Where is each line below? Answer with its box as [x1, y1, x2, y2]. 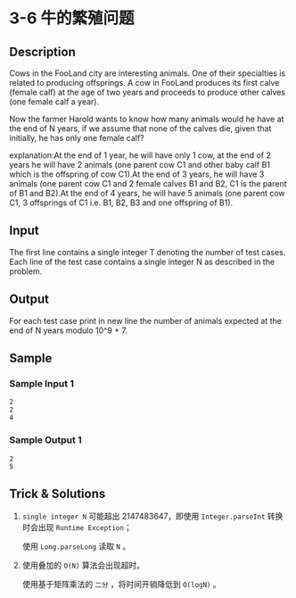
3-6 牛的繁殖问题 [9, 8, 135, 29]
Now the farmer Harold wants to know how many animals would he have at [9, 113, 284, 124]
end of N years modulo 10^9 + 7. [9, 325, 127, 336]
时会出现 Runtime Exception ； [21, 522, 132, 533]
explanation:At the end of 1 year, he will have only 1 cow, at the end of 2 [9, 150, 272, 161]
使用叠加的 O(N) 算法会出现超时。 [21, 560, 145, 571]
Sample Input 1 [9, 377, 74, 389]
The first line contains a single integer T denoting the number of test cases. [9, 246, 286, 257]
